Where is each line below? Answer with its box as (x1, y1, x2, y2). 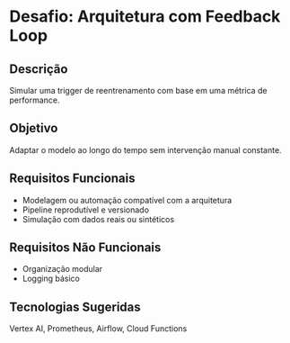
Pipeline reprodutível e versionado (22, 204, 150, 215)
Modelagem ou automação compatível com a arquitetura (22, 194, 233, 205)
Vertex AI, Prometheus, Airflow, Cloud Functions (9, 323, 188, 334)
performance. (9, 95, 60, 105)
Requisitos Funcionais (9, 171, 136, 186)
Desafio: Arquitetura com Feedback (9, 6, 281, 27)
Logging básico (22, 273, 81, 284)
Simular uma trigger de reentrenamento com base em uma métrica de (9, 86, 268, 95)
